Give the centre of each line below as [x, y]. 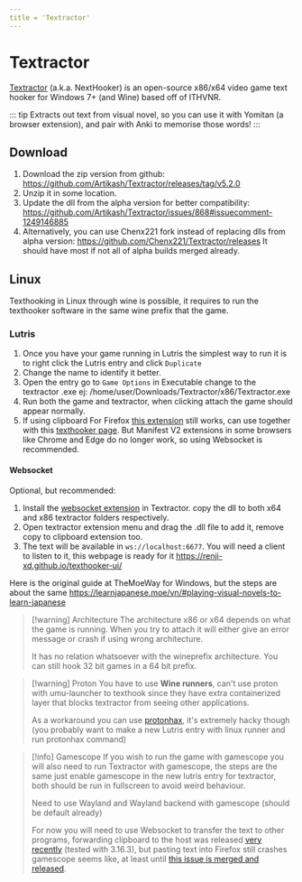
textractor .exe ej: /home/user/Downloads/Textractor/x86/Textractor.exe [156, 392]
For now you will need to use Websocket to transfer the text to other [158, 830]
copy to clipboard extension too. [82, 536]
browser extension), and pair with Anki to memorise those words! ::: [135, 124]
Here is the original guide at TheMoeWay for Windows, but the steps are [143, 582]
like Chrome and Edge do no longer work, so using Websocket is [142, 440]
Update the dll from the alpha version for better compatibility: [136, 203]
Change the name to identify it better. [92, 373]
